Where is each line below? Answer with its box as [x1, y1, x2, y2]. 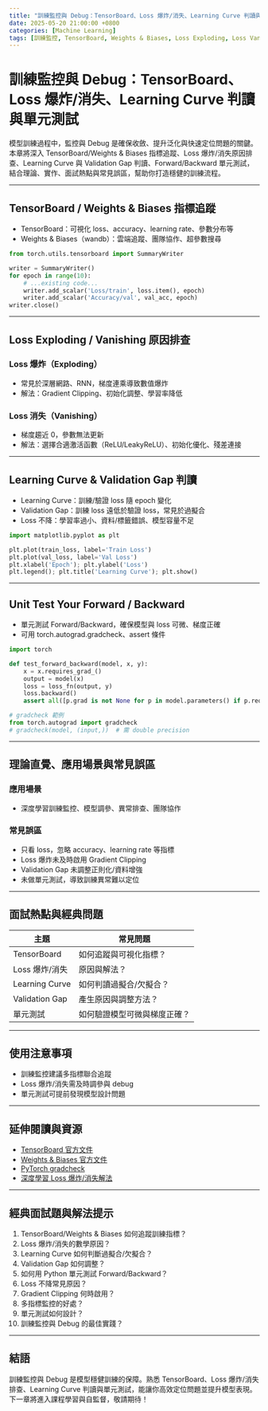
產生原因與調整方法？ [79, 993, 159, 1004]
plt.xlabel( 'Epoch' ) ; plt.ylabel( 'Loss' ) [9, 560, 149, 568]
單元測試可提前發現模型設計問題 [20, 1089, 126, 1099]
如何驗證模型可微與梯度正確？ [79, 1008, 191, 1020]
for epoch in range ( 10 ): [9, 272, 91, 280]
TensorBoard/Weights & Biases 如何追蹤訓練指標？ [20, 1229, 188, 1239]
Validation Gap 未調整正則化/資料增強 [20, 864, 143, 874]
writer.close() [9, 301, 60, 309]
